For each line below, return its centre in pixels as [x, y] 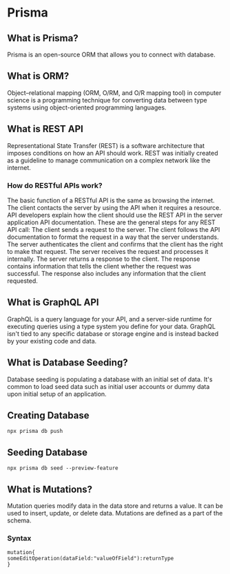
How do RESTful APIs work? [55, 185]
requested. [22, 281]
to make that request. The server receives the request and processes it [108, 251]
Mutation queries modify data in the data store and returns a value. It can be [115, 506]
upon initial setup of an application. [57, 394]
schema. [19, 520]
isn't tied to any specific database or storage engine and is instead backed [113, 333]
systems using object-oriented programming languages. [87, 107]
